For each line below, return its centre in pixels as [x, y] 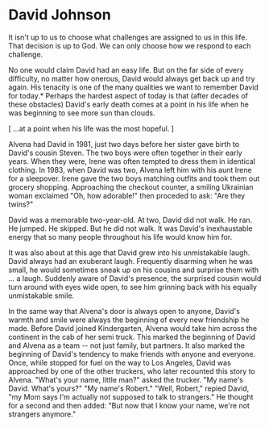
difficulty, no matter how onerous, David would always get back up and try [132, 78]
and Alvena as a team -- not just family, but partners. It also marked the [127, 345]
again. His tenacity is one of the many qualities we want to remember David [134, 87]
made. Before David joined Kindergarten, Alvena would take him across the [133, 328]
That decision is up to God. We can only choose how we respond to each [130, 45]
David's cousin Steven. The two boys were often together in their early [126, 153]
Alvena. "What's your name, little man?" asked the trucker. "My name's [126, 379]
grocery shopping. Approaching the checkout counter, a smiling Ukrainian [131, 186]
